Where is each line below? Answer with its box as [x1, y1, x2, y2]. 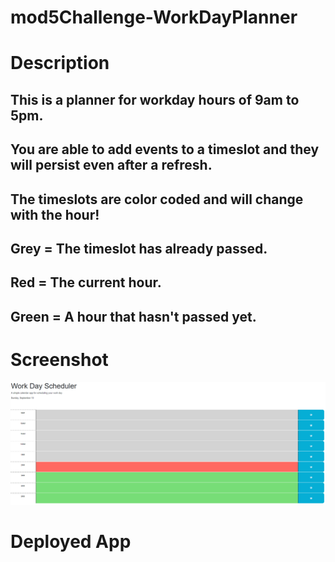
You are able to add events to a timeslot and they [10, 141, 320, 158]
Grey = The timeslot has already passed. [10, 240, 268, 257]
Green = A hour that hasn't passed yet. [10, 308, 257, 325]
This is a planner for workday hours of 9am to [10, 91, 300, 108]
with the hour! [10, 206, 100, 223]
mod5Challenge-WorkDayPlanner [10, 6, 298, 29]
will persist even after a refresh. [10, 157, 213, 174]
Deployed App [10, 531, 132, 553]
